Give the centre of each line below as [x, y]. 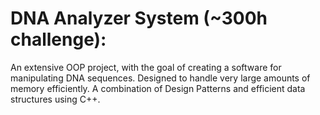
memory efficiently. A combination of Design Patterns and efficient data [158, 88]
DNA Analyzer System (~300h [139, 18]
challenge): [58, 39]
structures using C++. [55, 99]
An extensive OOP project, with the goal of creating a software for [146, 67]
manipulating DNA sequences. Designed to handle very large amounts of [160, 78]
